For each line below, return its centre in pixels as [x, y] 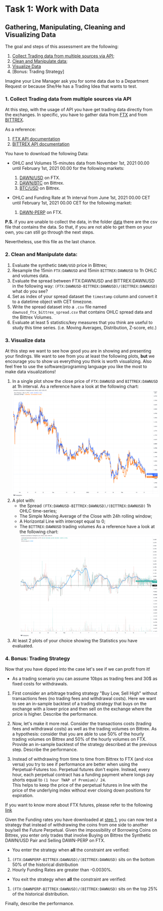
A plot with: [24, 501]
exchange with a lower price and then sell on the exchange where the [82, 709]
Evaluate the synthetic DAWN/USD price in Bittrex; [60, 265]
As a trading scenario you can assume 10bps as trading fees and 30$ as [85, 678]
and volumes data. [31, 276]
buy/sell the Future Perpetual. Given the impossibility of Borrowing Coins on [81, 830]
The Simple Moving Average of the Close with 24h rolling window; [86, 516]
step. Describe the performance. [45, 749]
